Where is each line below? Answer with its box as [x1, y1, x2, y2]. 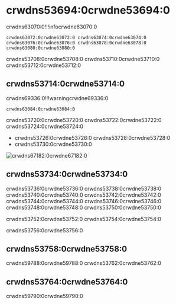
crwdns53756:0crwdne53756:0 [6, 226, 83, 234]
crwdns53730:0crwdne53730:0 [14, 140, 93, 148]
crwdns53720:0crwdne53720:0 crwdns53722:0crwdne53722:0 [6, 116, 162, 123]
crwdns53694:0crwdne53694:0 [6, 4, 170, 17]
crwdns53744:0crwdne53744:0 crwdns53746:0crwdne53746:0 [6, 197, 162, 204]
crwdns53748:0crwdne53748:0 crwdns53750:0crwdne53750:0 [6, 204, 161, 211]
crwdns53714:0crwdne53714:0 [6, 79, 125, 89]
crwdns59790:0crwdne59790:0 [6, 293, 84, 300]
